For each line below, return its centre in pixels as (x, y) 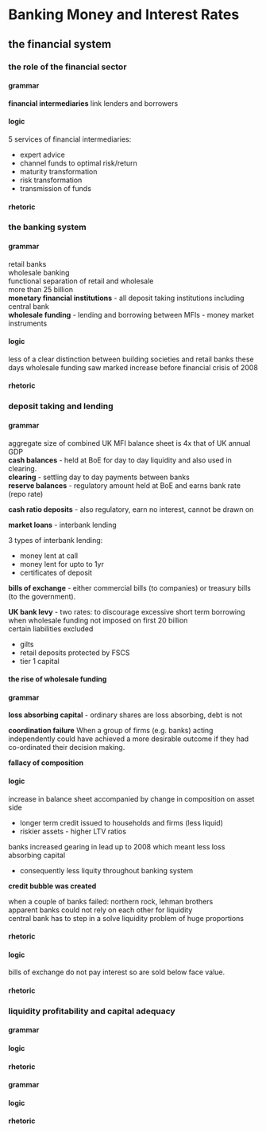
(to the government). (42, 596)
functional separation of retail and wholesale (81, 281)
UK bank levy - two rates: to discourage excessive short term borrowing (127, 611)
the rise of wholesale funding (58, 679)
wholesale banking (39, 272)
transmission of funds (55, 188)
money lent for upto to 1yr (62, 564)
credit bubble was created (52, 886)
